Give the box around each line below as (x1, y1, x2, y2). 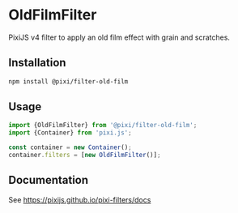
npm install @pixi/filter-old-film (8, 77, 129, 86)
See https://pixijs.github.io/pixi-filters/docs (8, 194, 151, 204)
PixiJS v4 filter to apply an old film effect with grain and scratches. (8, 32, 231, 42)
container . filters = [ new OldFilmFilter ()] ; (8, 151, 161, 160)
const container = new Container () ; (8, 143, 132, 151)
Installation (8, 56, 66, 70)
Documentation (8, 173, 89, 187)
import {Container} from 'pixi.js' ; (8, 129, 132, 137)
